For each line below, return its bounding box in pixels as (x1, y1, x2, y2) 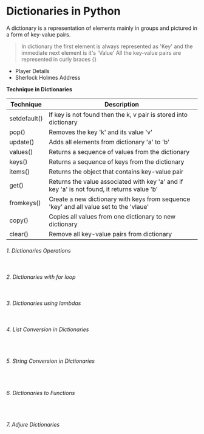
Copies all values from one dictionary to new (48, 212, 176, 220)
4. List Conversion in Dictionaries (6, 326, 89, 333)
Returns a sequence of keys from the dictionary (48, 157, 185, 166)
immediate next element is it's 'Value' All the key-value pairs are (21, 49, 182, 56)
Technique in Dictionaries (6, 85, 73, 93)
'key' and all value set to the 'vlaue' (48, 202, 149, 211)
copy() (9, 216, 29, 225)
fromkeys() (9, 198, 41, 207)
